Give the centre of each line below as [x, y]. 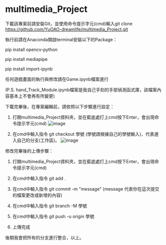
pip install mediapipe [26, 59]
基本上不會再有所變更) [32, 96]
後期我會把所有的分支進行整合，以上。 [44, 238]
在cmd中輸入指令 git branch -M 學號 [50, 206]
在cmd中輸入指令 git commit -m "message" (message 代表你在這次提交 [86, 189]
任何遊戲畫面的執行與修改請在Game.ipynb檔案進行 [57, 79]
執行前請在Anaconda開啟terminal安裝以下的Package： [61, 39]
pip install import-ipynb [29, 69]
